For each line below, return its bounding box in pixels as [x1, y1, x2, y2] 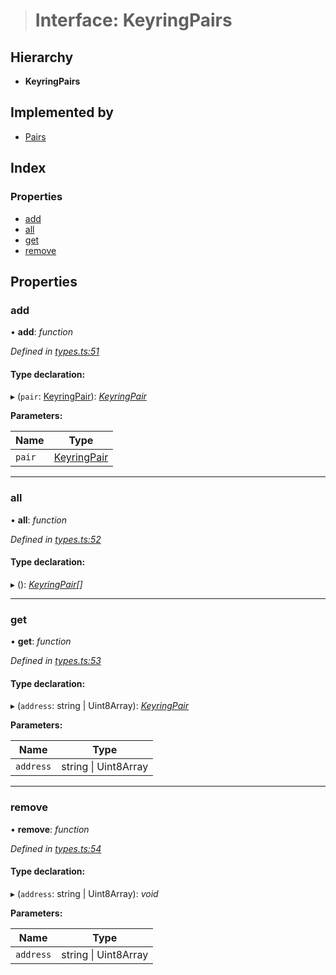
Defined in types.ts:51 [10, 345, 100, 358]
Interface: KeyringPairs [34, 9, 233, 32]
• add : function [10, 326, 74, 338]
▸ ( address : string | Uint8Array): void [10, 887, 159, 899]
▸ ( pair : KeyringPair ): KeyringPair [10, 390, 147, 403]
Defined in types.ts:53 [10, 655, 102, 667]
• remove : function [10, 823, 90, 835]
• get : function [10, 635, 72, 648]
